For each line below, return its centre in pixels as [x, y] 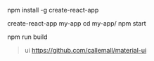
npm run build [27, 37]
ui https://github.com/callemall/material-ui [85, 50]
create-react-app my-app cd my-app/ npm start [77, 23]
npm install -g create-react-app [53, 10]
